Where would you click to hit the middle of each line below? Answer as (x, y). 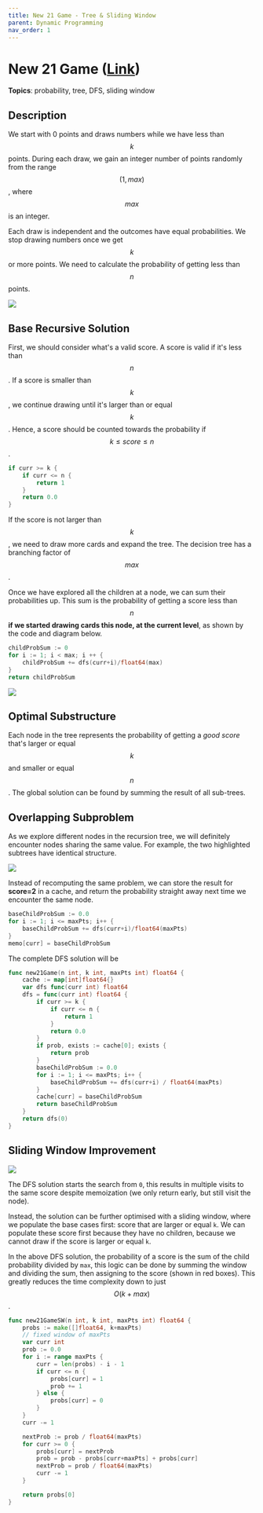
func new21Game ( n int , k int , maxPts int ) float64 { (96, 973)
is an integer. (29, 216)
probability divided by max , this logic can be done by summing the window (128, 1265)
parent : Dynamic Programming (56, 23)
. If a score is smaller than (50, 380)
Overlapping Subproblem (71, 817)
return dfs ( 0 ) (45, 1119)
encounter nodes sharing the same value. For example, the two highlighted (129, 844)
